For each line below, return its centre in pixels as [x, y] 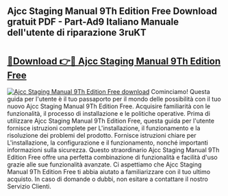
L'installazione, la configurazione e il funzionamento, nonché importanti [108, 143]
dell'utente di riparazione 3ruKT [77, 33]
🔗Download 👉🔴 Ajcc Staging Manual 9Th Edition [114, 61]
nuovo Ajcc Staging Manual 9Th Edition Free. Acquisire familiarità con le [109, 106]
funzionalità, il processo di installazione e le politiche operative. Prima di [109, 113]
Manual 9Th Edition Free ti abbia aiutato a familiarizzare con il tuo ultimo [109, 172]
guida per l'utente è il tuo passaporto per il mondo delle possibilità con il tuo [114, 99]
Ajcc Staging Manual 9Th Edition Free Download [112, 11]
